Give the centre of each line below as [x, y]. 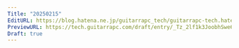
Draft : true [25, 34]
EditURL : [20, 20]
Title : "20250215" [34, 14]
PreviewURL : [25, 27]
